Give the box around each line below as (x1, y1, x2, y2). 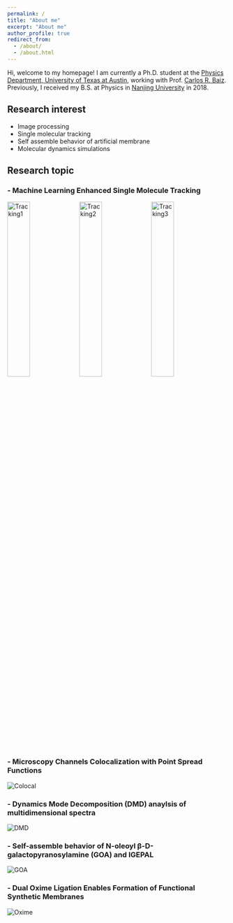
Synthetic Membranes (7, 892, 84, 902)
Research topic (7, 165, 75, 177)
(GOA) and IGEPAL (90, 850, 154, 859)
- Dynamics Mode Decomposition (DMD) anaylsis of (7, 799, 187, 808)
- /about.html (13, 50, 54, 57)
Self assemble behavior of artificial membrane (17, 137, 150, 145)
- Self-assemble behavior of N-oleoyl (7, 840, 136, 850)
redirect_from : (7, 36, 52, 43)
